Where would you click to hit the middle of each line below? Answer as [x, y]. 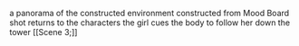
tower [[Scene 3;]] [43, 32]
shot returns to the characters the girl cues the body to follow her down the [150, 23]
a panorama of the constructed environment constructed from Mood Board [149, 13]
